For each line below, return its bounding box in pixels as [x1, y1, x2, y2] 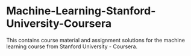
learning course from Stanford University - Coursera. [6, 43, 138, 50]
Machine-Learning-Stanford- [6, 4, 156, 18]
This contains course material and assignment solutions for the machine [6, 36, 186, 43]
